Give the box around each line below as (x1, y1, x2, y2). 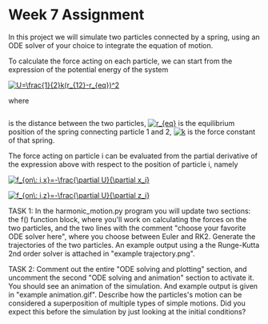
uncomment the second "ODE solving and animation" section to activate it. (8, 273, 254, 282)
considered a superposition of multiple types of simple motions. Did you (8, 298, 246, 308)
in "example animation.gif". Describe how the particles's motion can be (8, 290, 242, 299)
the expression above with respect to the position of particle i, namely (8, 159, 238, 169)
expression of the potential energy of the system (8, 64, 169, 74)
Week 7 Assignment (8, 6, 145, 24)
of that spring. (8, 135, 55, 145)
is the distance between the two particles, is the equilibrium (8, 118, 235, 128)
